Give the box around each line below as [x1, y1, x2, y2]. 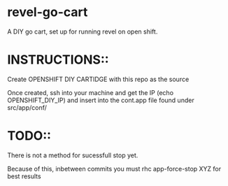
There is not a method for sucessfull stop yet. [7, 151, 138, 159]
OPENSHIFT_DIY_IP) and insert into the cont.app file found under [7, 96, 194, 104]
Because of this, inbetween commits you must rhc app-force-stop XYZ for [7, 164, 222, 173]
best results [7, 172, 41, 180]
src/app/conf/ [7, 103, 48, 112]
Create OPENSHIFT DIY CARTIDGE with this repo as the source [7, 75, 190, 83]
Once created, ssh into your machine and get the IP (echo [7, 88, 173, 96]
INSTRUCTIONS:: [7, 52, 110, 68]
